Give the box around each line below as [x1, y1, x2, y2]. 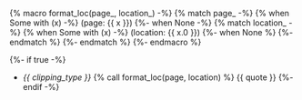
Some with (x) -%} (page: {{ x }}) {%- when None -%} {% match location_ [9, 17, 287, 28]
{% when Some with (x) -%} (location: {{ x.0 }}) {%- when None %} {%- [22, 27, 294, 37]
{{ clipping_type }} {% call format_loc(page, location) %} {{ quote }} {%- [22, 72, 294, 83]
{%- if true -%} [9, 55, 66, 65]
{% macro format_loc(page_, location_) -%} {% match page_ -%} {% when [9, 8, 289, 18]
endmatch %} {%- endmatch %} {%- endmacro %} [9, 36, 202, 47]
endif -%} [22, 82, 60, 92]
